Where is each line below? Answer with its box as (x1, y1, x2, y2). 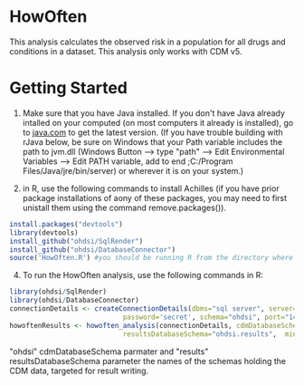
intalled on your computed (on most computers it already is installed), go (22, 117, 294, 128)
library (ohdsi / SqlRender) (9, 287, 107, 296)
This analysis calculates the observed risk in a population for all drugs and (9, 36, 287, 47)
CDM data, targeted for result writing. (9, 365, 149, 376)
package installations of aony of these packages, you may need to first (22, 192, 288, 203)
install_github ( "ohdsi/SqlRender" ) (9, 236, 144, 245)
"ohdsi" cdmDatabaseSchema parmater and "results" (9, 346, 209, 357)
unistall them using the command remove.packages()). (22, 202, 226, 213)
